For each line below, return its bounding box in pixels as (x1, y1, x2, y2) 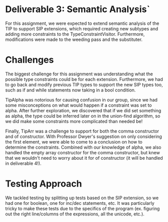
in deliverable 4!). (5, 160, 42, 166)
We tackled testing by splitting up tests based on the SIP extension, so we (5, 195, 159, 201)
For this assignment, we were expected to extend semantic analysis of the (5, 20, 159, 26)
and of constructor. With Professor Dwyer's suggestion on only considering (5, 133, 162, 140)
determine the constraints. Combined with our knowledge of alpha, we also (5, 144, 161, 150)
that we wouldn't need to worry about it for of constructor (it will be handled (5, 155, 163, 161)
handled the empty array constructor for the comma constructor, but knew (5, 149, 160, 155)
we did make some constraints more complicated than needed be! (5, 118, 143, 124)
